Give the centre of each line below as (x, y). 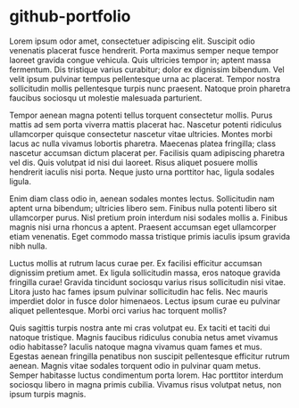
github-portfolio (70, 16)
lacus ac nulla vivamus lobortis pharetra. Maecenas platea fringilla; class (143, 143)
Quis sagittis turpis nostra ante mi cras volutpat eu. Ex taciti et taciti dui (140, 328)
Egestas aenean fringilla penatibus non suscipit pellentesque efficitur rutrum (149, 356)
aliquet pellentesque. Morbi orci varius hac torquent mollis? (118, 310)
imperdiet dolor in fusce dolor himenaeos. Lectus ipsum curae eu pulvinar (145, 301)
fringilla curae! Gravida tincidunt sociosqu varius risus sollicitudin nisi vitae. (147, 282)
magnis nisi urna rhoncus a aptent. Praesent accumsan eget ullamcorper (143, 227)
